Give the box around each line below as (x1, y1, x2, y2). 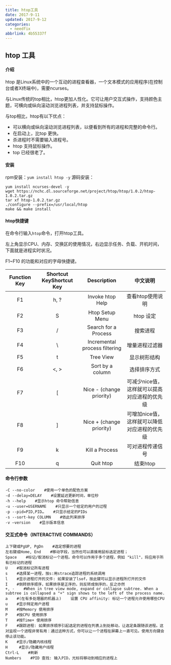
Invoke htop (88, 293, 116, 300)
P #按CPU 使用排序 (5, 613, 47, 618)
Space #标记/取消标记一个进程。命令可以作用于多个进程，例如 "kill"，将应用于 (5, 555, 160, 560)
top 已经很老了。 (12, 149, 48, 155)
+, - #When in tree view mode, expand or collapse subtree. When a (5, 586, 158, 592)
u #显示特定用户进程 (5, 601, 50, 607)
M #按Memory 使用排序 (5, 607, 54, 612)
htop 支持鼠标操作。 (12, 143, 55, 149)
